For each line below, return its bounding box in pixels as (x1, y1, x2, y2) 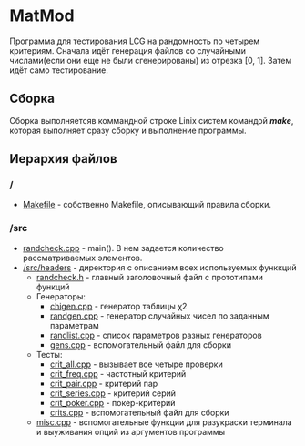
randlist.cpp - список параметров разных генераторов (49, 329, 262, 340)
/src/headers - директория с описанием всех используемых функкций (22, 261, 297, 273)
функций (36, 281, 70, 292)
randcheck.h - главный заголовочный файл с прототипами (36, 271, 264, 282)
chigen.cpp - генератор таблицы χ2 (49, 300, 188, 311)
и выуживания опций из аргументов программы (36, 426, 226, 437)
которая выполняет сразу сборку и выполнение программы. (9, 125, 248, 136)
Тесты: (36, 349, 63, 360)
